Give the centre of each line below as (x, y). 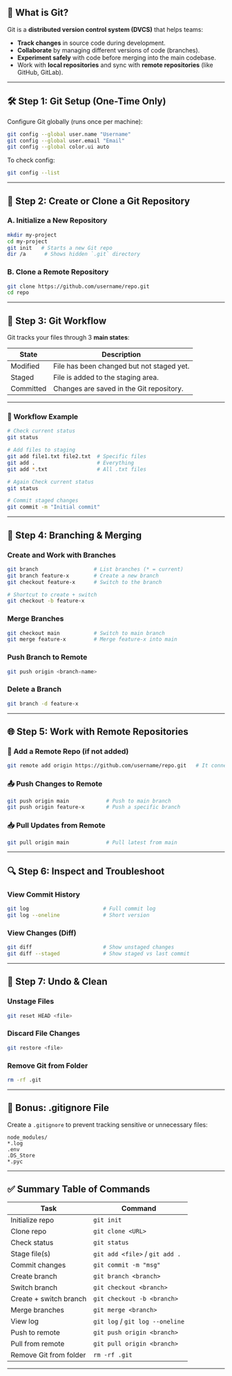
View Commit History (44, 895)
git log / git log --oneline (139, 1321)
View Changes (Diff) (42, 933)
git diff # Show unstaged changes (91, 947)
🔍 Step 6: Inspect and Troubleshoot (86, 871)
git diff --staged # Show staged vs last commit (98, 954)
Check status (32, 1242)
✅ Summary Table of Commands (79, 1190)
